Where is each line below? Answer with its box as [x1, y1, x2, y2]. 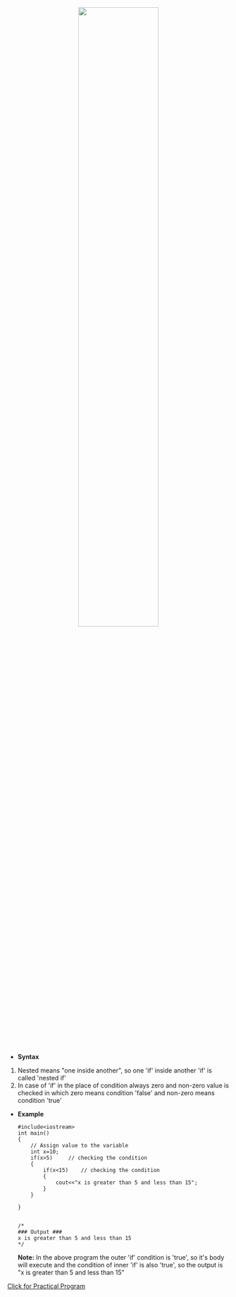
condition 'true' [17, 1097, 62, 1104]
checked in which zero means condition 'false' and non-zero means [17, 1089, 215, 1097]
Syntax [17, 1053, 39, 1061]
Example [17, 1110, 44, 1118]
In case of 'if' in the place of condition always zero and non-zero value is [17, 1081, 229, 1090]
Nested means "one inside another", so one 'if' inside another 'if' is [17, 1066, 213, 1075]
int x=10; [30, 1148, 59, 1155]
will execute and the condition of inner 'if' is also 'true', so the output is [17, 1261, 223, 1269]
